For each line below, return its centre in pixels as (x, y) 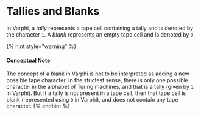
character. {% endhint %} (38, 106)
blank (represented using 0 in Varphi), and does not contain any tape (92, 100)
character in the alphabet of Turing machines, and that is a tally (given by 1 (100, 87)
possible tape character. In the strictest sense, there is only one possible (97, 80)
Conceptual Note (28, 60)
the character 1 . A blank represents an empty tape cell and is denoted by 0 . (100, 34)
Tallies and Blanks (53, 11)
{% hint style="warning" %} (41, 46)
